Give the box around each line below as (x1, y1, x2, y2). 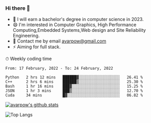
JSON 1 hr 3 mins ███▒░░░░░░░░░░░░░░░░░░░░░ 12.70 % (5, 88, 143, 94)
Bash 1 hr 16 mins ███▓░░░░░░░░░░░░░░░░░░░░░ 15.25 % (5, 84, 143, 89)
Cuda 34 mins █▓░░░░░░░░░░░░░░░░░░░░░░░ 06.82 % (5, 93, 143, 98)
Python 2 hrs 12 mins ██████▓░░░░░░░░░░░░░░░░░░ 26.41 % (5, 75, 143, 80)
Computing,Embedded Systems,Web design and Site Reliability (12, 27, 146, 33)
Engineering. (12, 33, 40, 39)
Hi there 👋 (5, 5, 31, 12)
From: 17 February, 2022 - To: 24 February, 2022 (5, 66, 114, 71)
